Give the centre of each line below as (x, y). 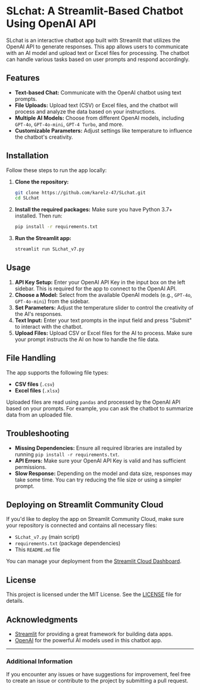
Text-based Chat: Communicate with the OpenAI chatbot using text (98, 92)
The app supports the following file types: (57, 372)
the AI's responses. (38, 314)
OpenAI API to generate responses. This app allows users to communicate (97, 47)
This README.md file (37, 550)
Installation (27, 156)
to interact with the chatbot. (49, 326)
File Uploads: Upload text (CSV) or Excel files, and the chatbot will (96, 105)
